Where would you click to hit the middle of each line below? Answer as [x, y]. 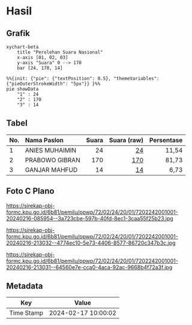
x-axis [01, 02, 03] [43, 58]
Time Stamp [26, 313]
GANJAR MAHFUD [51, 169]
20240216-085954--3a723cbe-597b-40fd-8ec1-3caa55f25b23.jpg [90, 218]
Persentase [166, 140]
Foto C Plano [30, 191]
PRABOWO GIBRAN [52, 160]
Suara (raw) [126, 140]
